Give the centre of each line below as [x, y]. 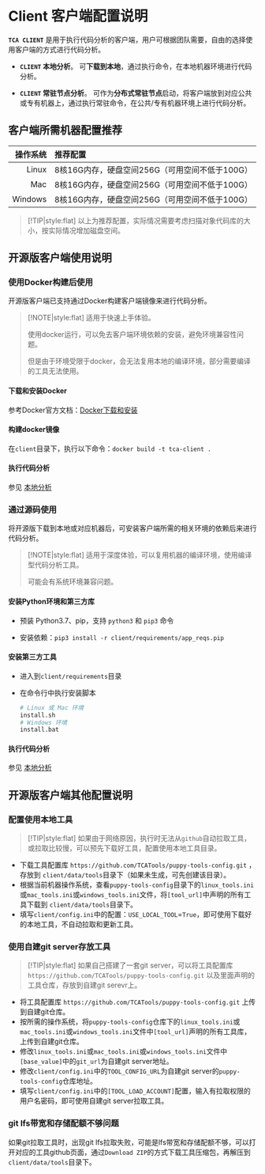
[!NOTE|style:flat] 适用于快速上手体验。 [91, 318]
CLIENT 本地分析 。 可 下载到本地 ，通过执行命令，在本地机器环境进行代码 [136, 66]
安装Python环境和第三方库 [51, 601]
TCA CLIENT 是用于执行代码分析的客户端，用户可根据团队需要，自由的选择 [127, 40]
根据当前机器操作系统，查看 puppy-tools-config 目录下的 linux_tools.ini [137, 885]
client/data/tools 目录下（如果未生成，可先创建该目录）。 [136, 875]
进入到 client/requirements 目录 [71, 676]
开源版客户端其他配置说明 [70, 795]
